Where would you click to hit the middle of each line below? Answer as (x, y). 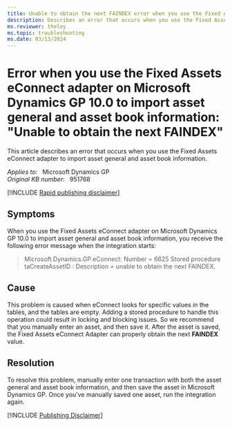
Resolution (31, 363)
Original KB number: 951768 (49, 180)
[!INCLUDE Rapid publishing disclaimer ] (64, 193)
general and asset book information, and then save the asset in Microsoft (111, 387)
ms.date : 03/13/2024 (37, 39)
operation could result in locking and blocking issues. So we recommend (110, 319)
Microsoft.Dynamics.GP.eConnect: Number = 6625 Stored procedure (122, 259)
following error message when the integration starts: (82, 245)
